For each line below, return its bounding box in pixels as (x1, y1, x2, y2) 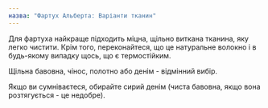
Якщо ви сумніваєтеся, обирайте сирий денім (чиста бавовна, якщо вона (8, 82, 261, 91)
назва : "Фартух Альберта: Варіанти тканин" (8, 11, 157, 20)
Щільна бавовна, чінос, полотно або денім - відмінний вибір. (8, 66, 218, 76)
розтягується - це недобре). (8, 90, 106, 100)
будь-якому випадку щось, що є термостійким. (8, 50, 171, 60)
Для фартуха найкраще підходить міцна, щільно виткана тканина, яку (8, 34, 249, 43)
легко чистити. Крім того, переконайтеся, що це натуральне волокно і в (8, 42, 257, 52)
